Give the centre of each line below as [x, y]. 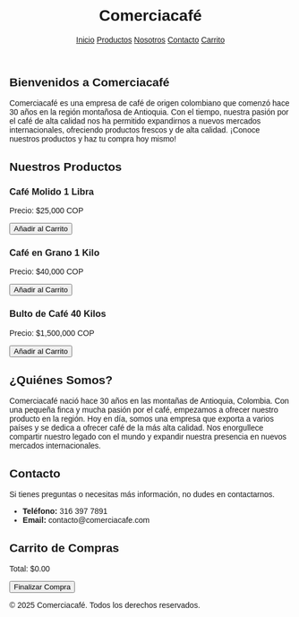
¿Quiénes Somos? [61, 380]
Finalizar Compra [43, 587]
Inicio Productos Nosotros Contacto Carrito [150, 39]
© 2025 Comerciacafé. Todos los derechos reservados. [105, 605]
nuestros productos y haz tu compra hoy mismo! [93, 139]
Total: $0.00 [30, 569]
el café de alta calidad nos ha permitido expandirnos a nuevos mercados [135, 121]
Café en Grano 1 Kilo [55, 252]
